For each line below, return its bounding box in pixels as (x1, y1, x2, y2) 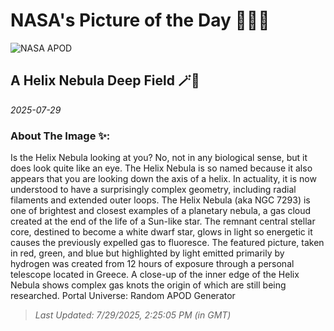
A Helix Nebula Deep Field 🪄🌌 (10, 72, 200, 89)
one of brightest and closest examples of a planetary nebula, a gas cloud (10, 205, 312, 217)
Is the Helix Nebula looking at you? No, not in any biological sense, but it (10, 152, 308, 164)
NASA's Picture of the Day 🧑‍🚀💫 (10, 9, 270, 32)
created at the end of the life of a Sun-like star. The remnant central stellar (10, 215, 316, 228)
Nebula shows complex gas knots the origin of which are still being (10, 279, 287, 291)
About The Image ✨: (10, 129, 111, 143)
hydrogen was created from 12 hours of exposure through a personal (10, 258, 295, 270)
